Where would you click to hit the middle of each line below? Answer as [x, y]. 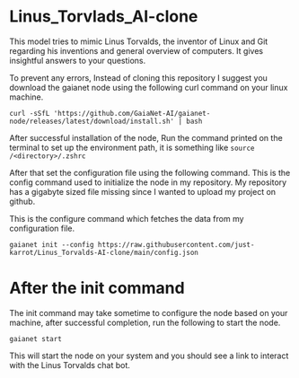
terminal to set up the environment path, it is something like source [132, 147]
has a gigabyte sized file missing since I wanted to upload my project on [143, 191]
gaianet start [36, 338]
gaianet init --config [52, 244]
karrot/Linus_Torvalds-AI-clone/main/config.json [104, 252]
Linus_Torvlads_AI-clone [104, 17]
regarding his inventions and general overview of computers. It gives [136, 50]
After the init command [97, 288]
